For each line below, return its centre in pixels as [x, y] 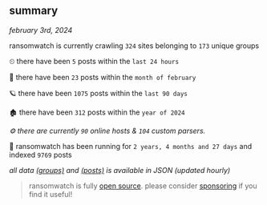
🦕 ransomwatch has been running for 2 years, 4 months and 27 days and [131, 146]
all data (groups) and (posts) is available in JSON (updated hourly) [120, 170]
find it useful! [51, 194]
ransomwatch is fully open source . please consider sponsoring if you [143, 186]
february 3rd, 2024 [41, 30]
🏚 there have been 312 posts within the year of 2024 [97, 112]
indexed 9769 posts [40, 155]
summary [34, 11]
